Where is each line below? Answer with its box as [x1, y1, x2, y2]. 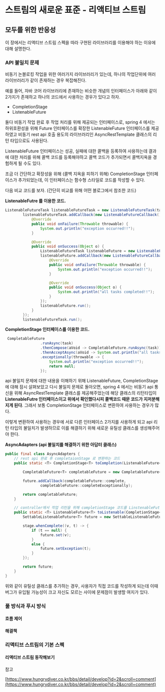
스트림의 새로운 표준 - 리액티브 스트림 [5, 4, 146, 16]
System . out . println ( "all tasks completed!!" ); [57, 290, 155, 295]
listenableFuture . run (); [40, 303, 91, 308]
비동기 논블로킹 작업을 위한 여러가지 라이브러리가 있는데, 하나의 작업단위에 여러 [5, 71, 156, 77]
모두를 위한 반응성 [5, 26, 56, 34]
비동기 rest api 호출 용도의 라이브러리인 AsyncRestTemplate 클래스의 [18, 131, 152, 138]
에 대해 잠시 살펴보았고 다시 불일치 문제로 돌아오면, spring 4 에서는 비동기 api [5, 384, 154, 390]
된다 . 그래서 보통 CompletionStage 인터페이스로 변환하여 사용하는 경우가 [14, 402, 154, 408]
